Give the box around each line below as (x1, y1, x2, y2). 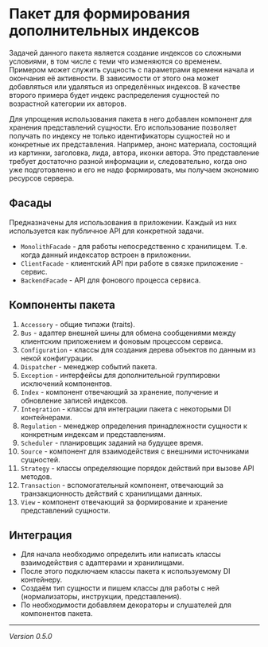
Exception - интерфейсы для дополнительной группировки (20, 370, 220, 380)
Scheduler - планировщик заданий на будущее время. (20, 438, 204, 447)
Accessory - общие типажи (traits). (20, 319, 136, 329)
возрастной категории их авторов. (9, 99, 126, 108)
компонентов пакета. (20, 609, 93, 618)
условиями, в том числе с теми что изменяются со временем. (9, 57, 222, 66)
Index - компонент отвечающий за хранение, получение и (20, 387, 219, 396)
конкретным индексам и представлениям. (20, 429, 166, 438)
